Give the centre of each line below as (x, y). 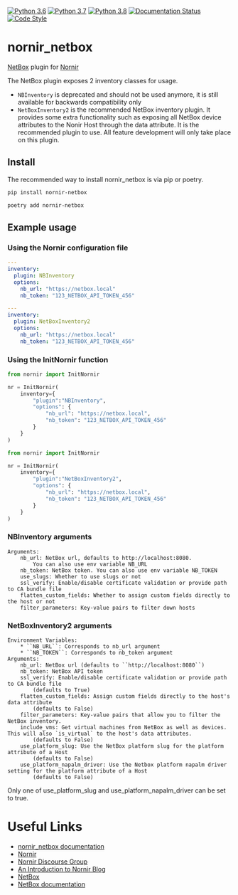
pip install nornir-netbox (47, 192)
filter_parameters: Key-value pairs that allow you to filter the (120, 715)
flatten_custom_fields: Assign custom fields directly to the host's (125, 697)
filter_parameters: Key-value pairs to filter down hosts (108, 608)
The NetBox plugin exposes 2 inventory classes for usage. (93, 80)
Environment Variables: (43, 640)
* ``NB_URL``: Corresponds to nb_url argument (90, 647)
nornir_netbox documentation (61, 847)
